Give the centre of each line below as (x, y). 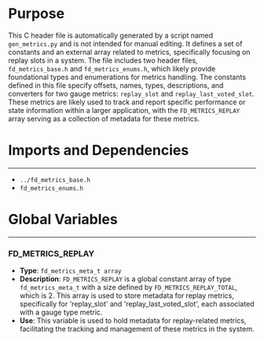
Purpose (37, 14)
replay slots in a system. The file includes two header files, (103, 60)
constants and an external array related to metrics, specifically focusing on (129, 52)
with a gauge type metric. (61, 312)
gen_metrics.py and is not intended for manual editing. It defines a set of (125, 43)
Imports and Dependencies (99, 151)
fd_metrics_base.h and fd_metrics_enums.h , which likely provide (112, 68)
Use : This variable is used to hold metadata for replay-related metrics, (133, 321)
